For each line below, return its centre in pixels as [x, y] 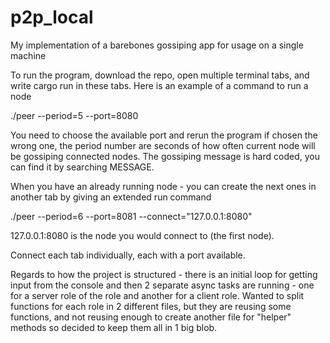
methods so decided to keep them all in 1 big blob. [114, 327]
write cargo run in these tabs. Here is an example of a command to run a [159, 85]
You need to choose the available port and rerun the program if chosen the [164, 135]
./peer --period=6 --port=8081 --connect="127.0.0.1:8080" [131, 216]
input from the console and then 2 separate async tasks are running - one [162, 285]
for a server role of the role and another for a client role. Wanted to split [157, 295]
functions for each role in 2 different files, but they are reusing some [151, 306]
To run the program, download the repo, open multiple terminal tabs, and [160, 75]
